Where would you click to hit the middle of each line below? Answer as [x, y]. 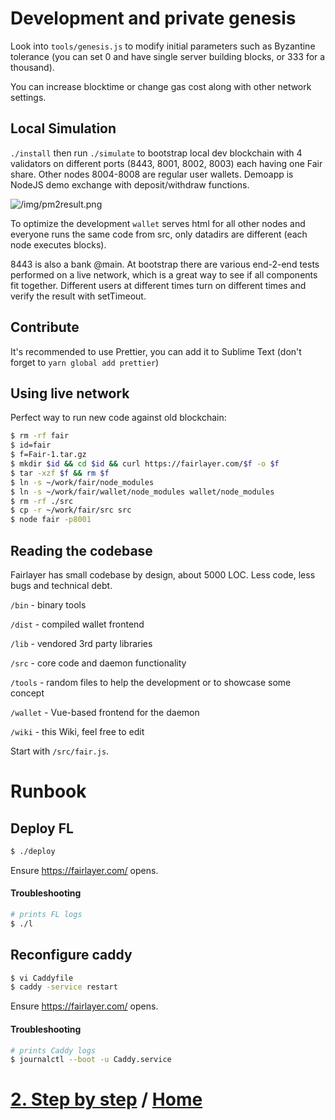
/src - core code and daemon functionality [98, 663]
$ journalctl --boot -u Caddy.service [91, 1060]
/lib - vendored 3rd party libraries [81, 643]
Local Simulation [63, 128]
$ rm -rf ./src [42, 501]
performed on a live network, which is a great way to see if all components [164, 274]
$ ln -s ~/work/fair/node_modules [82, 482]
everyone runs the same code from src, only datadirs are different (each [159, 234]
